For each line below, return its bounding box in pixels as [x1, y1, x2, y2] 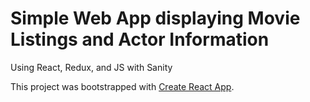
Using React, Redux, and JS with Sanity [10, 61, 173, 73]
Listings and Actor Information [10, 28, 270, 51]
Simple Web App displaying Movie [10, 7, 301, 30]
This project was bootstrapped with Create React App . [10, 80, 235, 92]
